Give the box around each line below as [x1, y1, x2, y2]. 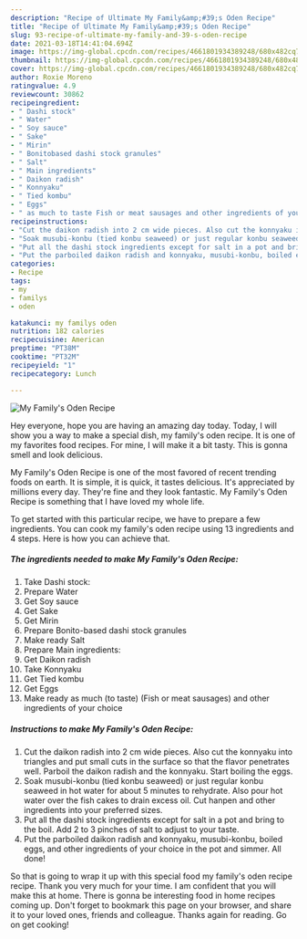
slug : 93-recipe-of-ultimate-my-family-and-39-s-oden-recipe [10, 30, 248, 39]
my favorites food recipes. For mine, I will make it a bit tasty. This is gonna [10, 439, 288, 450]
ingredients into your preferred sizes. [23, 805, 163, 816]
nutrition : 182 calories [10, 327, 105, 336]
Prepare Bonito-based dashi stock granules [23, 625, 188, 636]
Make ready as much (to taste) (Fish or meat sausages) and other [23, 693, 270, 704]
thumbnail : [10, 56, 52, 65]
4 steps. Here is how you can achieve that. [10, 533, 170, 544]
